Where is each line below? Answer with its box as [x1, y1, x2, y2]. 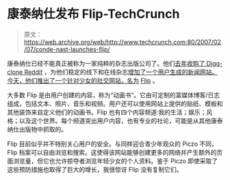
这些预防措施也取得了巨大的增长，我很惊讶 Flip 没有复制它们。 [7, 165, 183, 173]
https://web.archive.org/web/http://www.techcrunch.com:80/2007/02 [23, 38, 221, 46]
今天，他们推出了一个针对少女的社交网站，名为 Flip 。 [7, 76, 159, 84]
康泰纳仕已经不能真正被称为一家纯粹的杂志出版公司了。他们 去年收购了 [7, 59, 205, 67]
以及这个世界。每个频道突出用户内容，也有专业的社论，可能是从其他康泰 [18, 116, 223, 125]
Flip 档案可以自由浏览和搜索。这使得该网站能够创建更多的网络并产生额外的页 [7, 148, 223, 156]
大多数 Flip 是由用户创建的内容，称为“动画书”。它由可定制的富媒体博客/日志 [7, 90, 220, 99]
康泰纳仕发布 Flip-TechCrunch [7, 6, 180, 22]
